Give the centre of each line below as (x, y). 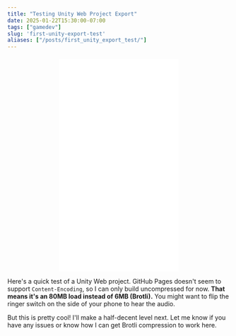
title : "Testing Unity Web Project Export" (72, 14)
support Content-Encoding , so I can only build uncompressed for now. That (116, 289)
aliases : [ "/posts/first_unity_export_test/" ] (77, 40)
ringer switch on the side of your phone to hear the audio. (91, 304)
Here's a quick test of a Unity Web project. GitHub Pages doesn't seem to (114, 282)
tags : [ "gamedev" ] (34, 27)
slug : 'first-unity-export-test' (57, 34)
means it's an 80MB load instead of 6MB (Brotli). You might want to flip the (118, 296)
